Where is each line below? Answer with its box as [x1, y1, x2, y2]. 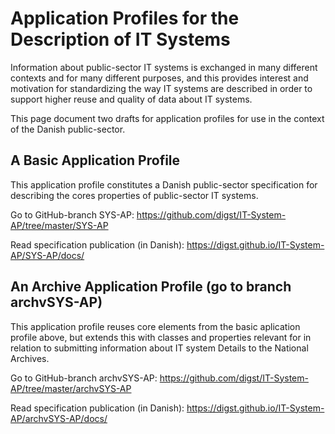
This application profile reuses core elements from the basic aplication [10, 320, 301, 332]
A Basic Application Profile [10, 152, 181, 169]
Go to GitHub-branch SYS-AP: [10, 208, 135, 221]
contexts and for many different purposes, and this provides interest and [10, 72, 309, 84]
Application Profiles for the [10, 7, 240, 30]
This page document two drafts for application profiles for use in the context [10, 112, 325, 124]
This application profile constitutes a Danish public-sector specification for [10, 178, 318, 191]
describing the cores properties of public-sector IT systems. [10, 189, 259, 201]
